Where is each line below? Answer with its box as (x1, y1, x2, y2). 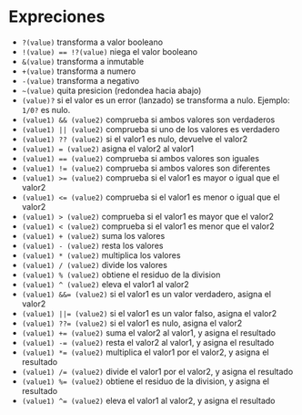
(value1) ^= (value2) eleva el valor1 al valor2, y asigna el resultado (21, 395, 276, 406)
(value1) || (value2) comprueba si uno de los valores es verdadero (21, 123, 280, 134)
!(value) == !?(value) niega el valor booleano (21, 46, 198, 57)
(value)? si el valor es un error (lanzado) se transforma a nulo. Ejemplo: (21, 94, 290, 106)
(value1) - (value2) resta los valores (21, 240, 164, 251)
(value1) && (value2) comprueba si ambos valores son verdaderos (21, 114, 276, 125)
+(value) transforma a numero (21, 66, 136, 77)
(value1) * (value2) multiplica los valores (21, 249, 181, 261)
